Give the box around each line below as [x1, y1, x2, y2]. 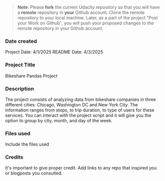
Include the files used [5, 141, 50, 147]
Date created [5, 37, 37, 44]
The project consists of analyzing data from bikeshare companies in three [5, 96, 156, 102]
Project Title [5, 62, 36, 69]
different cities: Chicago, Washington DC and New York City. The [5, 101, 138, 107]
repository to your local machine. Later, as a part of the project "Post [17, 15, 158, 20]
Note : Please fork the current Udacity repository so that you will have [17, 4, 160, 10]
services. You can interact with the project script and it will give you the [5, 112, 152, 118]
